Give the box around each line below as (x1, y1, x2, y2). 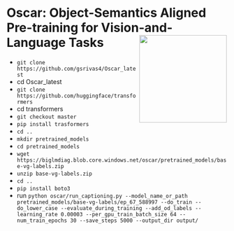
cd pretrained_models (16, 143, 80, 150)
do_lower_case (16, 204, 58, 211)
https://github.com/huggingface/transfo (16, 92, 136, 99)
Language (6, 35, 66, 50)
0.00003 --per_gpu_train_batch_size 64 (61, 211, 177, 218)
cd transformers (16, 104, 64, 113)
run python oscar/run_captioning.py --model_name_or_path (16, 191, 188, 199)
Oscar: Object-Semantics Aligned (6, 5, 207, 21)
